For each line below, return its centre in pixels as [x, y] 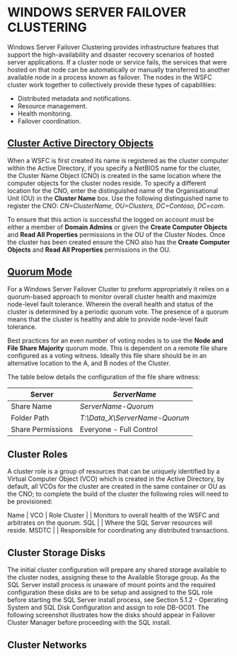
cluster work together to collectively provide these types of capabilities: [112, 84]
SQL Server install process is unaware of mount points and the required [111, 585]
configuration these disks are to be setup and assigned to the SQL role [110, 592]
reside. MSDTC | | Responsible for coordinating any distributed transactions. [118, 530]
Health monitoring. [45, 113]
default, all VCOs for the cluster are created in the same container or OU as [117, 487]
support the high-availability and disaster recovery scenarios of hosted [111, 55]
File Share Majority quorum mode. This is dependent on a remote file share [117, 348]
